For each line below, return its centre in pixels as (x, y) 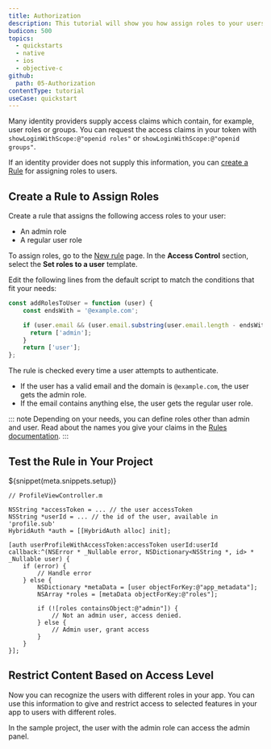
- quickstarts (39, 46)
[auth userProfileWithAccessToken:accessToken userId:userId (113, 545)
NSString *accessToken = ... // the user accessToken (101, 510)
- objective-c (39, 69)
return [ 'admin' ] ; (60, 333)
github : (21, 76)
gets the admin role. (53, 395)
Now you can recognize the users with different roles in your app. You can (132, 695)
